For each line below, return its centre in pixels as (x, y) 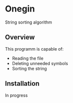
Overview (20, 37)
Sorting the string (29, 68)
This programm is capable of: (34, 49)
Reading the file (28, 58)
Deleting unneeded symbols (40, 63)
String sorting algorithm (29, 22)
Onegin (20, 9)
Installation (22, 84)
